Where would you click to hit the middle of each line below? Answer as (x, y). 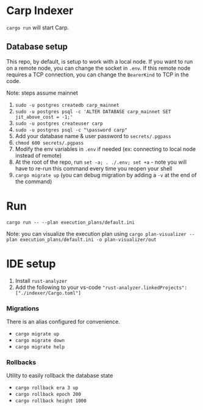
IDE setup (31, 264)
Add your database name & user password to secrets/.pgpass (93, 136)
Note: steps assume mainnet (42, 93)
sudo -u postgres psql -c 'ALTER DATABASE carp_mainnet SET (93, 112)
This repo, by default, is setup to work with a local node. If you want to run (100, 61)
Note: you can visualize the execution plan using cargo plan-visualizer (97, 233)
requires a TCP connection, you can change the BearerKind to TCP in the (98, 75)
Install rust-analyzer (41, 280)
